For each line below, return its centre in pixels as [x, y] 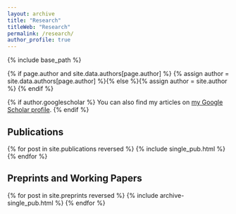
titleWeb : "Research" [39, 27]
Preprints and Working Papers [75, 178]
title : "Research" [34, 20]
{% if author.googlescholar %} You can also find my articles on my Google [115, 102]
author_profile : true [39, 40]
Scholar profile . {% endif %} [48, 110]
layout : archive [31, 14]
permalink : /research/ [41, 33]
